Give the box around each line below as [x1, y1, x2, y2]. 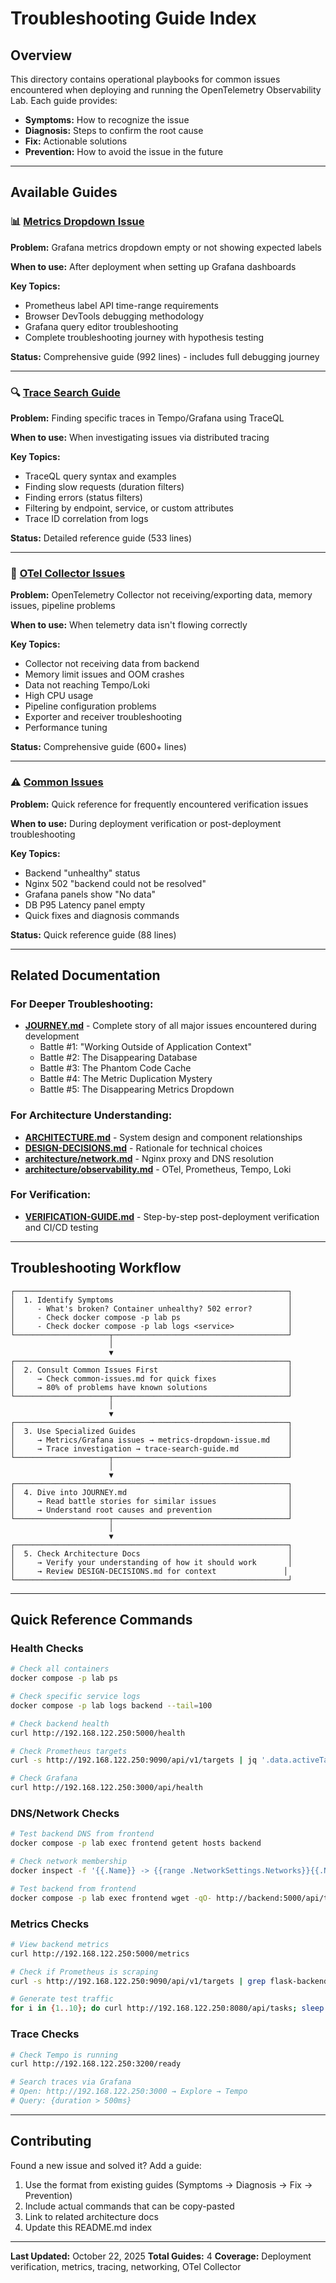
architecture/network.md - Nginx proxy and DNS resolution [24, 1152, 274, 1164]
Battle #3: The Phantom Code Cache [39, 1062, 192, 1074]
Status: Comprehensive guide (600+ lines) [10, 741, 187, 753]
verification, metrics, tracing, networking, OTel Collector [10, 2260, 242, 2272]
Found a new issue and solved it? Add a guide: [10, 2159, 202, 2171]
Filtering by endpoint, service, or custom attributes [24, 502, 234, 514]
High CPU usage [24, 690, 94, 702]
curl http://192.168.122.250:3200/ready [10, 2059, 182, 2069]
